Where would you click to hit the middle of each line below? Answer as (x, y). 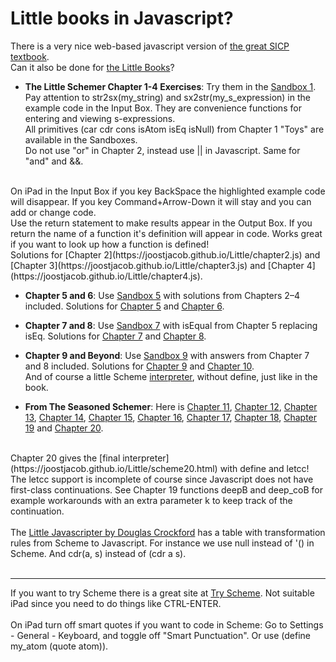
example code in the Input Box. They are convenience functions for (163, 108)
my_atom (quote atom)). (59, 646)
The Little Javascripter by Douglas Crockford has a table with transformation (168, 532)
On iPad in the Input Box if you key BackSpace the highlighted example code (168, 191)
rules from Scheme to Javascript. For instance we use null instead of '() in (162, 543)
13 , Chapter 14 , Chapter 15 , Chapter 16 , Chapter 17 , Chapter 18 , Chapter (171, 417)
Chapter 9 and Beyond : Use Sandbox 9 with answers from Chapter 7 (167, 355)
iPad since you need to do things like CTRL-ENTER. (116, 603)
